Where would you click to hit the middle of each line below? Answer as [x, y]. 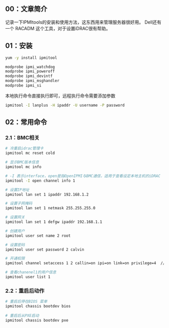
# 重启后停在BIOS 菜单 [26, 302]
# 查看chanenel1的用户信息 [31, 272]
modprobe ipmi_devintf [29, 76]
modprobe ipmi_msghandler [32, 81]
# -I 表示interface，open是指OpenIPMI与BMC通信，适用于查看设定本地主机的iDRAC [83, 176]
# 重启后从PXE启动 [22, 315]
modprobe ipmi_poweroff [30, 71]
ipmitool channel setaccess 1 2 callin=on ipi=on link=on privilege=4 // [85, 263]
